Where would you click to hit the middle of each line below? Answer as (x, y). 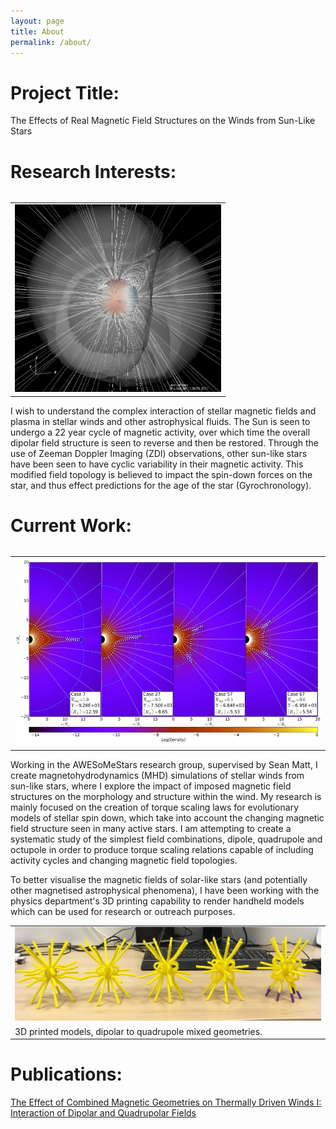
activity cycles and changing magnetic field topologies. (124, 860)
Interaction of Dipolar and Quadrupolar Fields (103, 1113)
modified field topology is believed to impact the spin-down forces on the (161, 474)
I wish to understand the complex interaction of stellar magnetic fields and (163, 411)
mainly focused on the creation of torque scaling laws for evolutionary (155, 807)
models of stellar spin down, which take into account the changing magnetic (167, 817)
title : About (37, 31)
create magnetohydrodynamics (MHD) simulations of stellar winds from (157, 775)
